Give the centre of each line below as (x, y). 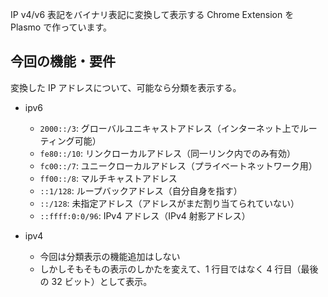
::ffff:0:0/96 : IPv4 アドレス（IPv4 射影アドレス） (145, 215)
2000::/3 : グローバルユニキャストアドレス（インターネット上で (169, 128)
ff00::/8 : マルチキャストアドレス (108, 178)
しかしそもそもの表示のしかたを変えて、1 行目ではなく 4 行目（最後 (179, 269)
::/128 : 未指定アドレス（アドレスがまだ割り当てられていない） (169, 203)
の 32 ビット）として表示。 (96, 281)
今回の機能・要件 (63, 61)
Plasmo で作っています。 (61, 27)
